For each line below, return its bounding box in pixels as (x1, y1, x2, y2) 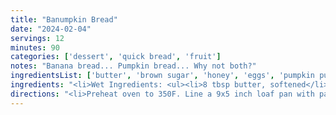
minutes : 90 (10, 42, 60, 53)
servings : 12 (10, 33, 65, 43)
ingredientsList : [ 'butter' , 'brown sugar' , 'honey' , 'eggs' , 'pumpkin (10, 71, 315, 81)
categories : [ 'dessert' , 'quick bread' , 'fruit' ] (10, 52, 222, 62)
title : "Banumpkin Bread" (10, 14, 118, 25)
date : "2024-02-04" (10, 24, 92, 34)
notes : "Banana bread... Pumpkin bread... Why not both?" (10, 61, 257, 71)
